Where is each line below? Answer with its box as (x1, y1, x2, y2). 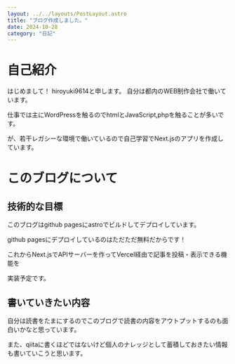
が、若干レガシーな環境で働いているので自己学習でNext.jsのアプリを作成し (7, 134, 224, 143)
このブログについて (7, 170, 118, 186)
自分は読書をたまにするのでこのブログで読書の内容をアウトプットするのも (7, 317, 222, 325)
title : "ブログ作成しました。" (7, 17, 88, 24)
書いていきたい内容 (7, 297, 90, 308)
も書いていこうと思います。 (7, 349, 87, 357)
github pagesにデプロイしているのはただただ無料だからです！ (7, 235, 187, 244)
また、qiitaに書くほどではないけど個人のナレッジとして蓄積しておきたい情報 (7, 340, 228, 349)
